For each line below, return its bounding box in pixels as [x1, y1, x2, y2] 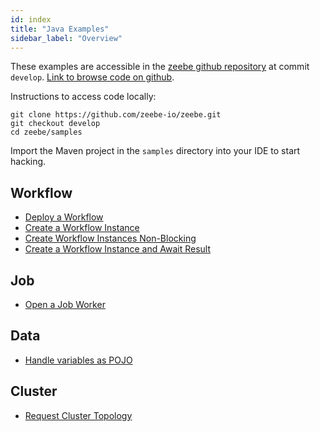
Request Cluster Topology [24, 409, 133, 421]
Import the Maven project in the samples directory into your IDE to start [10, 145, 301, 157]
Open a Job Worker [24, 299, 106, 310]
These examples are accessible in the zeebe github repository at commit [10, 61, 310, 73]
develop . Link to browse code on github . [10, 71, 175, 83]
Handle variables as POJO [24, 354, 133, 366]
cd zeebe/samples [10, 127, 83, 138]
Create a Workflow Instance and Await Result [24, 243, 212, 255]
